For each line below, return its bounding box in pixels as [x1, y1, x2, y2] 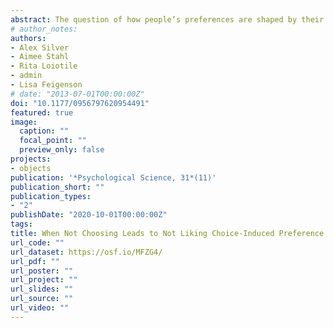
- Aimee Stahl [10, 52, 70, 62]
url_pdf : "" [10, 256, 60, 266]
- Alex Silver [10, 42, 70, 53]
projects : [10, 154, 52, 164]
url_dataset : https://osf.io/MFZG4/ [10, 247, 163, 257]
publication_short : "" [10, 182, 105, 192]
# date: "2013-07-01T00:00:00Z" [10, 89, 145, 99]
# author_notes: [10, 24, 78, 34]
